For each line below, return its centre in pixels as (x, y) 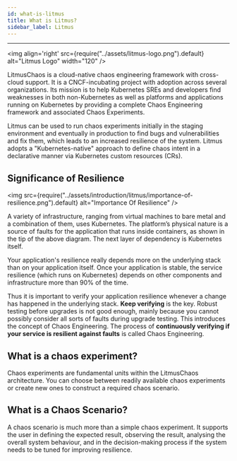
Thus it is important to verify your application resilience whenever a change (117, 297)
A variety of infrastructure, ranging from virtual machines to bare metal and (116, 217)
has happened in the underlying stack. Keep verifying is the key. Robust (113, 304)
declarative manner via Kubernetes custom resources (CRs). (95, 156)
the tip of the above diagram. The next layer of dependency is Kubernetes (115, 239)
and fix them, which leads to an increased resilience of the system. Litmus (115, 141)
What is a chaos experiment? (73, 356)
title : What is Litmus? (42, 20)
